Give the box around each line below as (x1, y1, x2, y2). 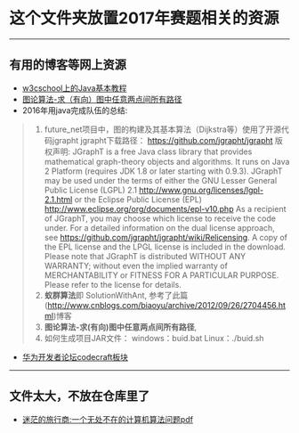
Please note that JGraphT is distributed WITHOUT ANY (44, 250, 246, 261)
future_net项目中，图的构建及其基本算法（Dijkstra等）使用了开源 (44, 124, 282, 135)
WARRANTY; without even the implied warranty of (44, 260, 229, 271)
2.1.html (44, 193, 73, 205)
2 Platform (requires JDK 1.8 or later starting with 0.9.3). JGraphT (44, 166, 283, 176)
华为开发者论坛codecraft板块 (21, 351, 129, 362)
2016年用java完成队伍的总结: (21, 104, 128, 116)
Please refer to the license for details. (44, 279, 182, 290)
